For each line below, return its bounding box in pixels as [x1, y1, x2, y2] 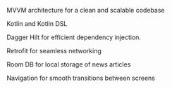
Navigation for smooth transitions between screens [6, 74, 156, 82]
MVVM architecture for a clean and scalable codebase [6, 6, 165, 14]
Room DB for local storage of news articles [6, 60, 131, 69]
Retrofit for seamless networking [6, 47, 102, 55]
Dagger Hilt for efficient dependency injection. [6, 33, 142, 41]
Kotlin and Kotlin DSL [6, 20, 68, 27]
